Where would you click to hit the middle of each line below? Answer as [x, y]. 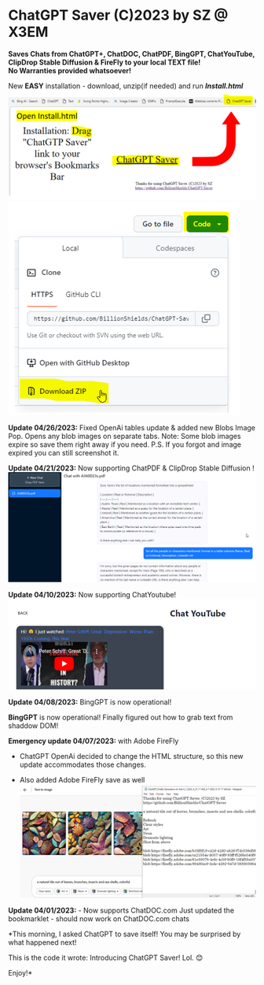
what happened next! [42, 942]
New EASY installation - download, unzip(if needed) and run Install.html [126, 86]
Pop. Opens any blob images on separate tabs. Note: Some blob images [125, 437]
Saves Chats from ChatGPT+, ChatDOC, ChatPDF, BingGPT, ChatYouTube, [132, 54]
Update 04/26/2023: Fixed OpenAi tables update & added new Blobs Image [132, 428]
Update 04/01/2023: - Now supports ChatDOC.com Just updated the [121, 911]
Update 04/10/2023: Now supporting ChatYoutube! [92, 595]
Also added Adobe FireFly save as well [82, 779]
